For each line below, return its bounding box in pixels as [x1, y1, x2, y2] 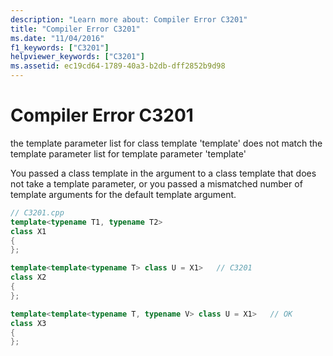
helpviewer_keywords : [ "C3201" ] [10, 52, 145, 62]
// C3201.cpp [10, 207, 65, 218]
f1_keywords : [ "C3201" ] [10, 42, 110, 53]
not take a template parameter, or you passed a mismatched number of [10, 177, 303, 190]
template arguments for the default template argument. [10, 188, 237, 200]
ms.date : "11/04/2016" [10, 33, 105, 43]
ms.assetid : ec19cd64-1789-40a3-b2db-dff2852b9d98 [10, 61, 226, 71]
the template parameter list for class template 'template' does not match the [10, 137, 323, 149]
